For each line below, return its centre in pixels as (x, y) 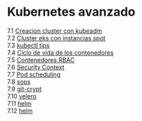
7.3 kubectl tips (28, 45)
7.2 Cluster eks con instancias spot (56, 38)
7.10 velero (22, 96)
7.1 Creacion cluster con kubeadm (55, 31)
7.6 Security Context (36, 67)
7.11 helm (20, 103)
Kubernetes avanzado (71, 12)
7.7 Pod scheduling (34, 74)
